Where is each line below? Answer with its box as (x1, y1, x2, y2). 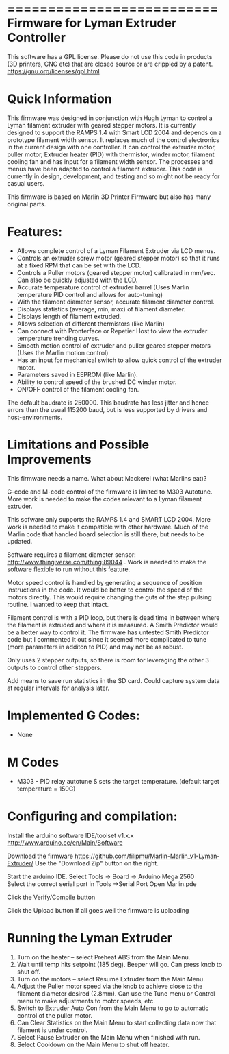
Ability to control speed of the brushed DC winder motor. (16, 378, 177, 386)
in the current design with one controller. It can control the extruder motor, (7, 143, 217, 151)
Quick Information (7, 91, 112, 107)
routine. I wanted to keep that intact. (7, 600, 109, 608)
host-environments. (7, 413, 63, 421)
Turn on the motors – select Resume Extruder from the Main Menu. (16, 974, 205, 983)
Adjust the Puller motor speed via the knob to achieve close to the (16, 982, 203, 990)
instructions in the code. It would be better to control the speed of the (7, 586, 203, 594)
